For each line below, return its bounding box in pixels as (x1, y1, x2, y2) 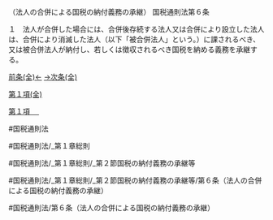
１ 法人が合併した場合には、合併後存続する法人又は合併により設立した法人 (8, 24, 265, 34)
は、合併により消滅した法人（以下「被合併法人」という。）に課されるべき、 (8, 35, 260, 44)
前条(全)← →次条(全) (8, 72, 78, 81)
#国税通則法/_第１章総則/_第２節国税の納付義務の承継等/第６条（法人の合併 (8, 175, 262, 185)
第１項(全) (8, 89, 43, 99)
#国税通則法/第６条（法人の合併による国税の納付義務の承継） (8, 203, 215, 213)
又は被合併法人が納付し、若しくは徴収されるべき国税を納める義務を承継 (8, 45, 250, 54)
